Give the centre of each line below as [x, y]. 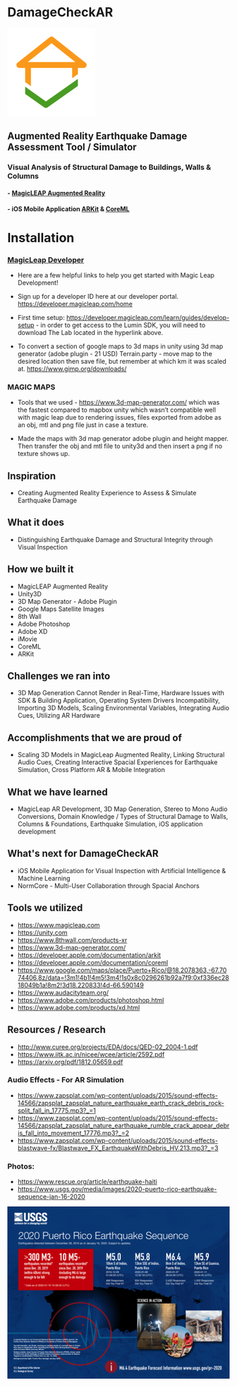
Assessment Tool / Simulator [72, 147]
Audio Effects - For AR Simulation [66, 1080]
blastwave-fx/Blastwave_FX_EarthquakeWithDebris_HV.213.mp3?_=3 [118, 1148]
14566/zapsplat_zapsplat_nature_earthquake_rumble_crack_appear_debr [123, 1125]
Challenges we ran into [59, 676]
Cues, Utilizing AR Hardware [59, 716]
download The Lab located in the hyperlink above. [90, 332]
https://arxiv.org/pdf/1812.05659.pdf [70, 1062]
